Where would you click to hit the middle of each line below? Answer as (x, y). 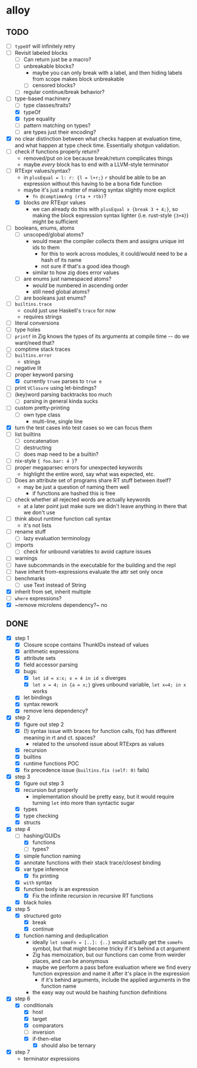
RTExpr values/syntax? (42, 170)
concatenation (41, 441)
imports (24, 545)
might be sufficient (55, 221)
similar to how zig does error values (76, 272)
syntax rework (41, 704)
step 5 (22, 909)
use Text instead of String (55, 585)
